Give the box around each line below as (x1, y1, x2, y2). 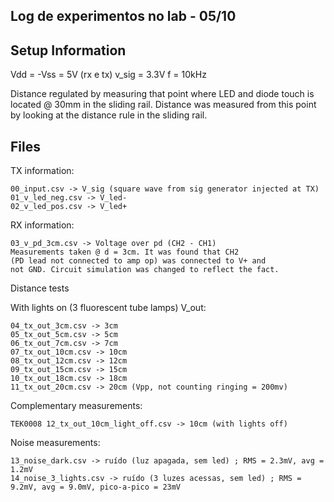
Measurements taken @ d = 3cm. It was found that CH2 (10, 247, 240, 258)
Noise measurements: (10, 437, 101, 449)
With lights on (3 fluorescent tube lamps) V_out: (10, 302, 207, 314)
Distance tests (10, 282, 70, 294)
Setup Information (10, 42, 127, 59)
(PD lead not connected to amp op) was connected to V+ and (10, 256, 267, 266)
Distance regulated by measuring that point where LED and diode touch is (10, 88, 315, 100)
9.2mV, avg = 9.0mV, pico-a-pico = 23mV (10, 482, 182, 493)
